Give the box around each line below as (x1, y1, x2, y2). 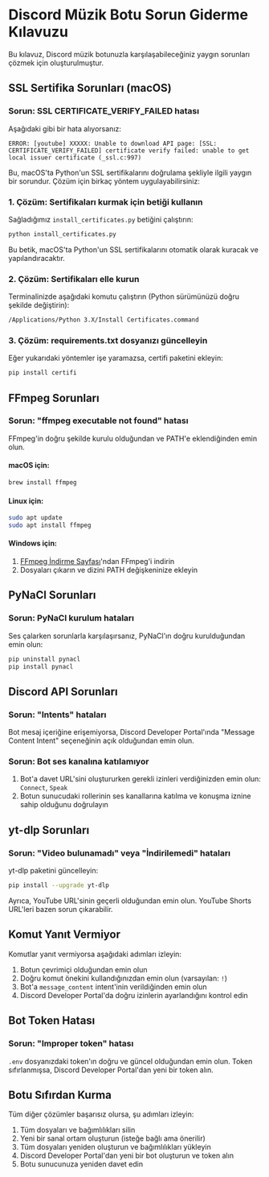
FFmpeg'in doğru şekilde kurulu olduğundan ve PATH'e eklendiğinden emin (8, 433, 258, 443)
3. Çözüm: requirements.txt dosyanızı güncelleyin (8, 334, 208, 346)
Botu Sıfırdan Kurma (8, 1088, 112, 1101)
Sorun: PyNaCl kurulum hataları (8, 612, 135, 624)
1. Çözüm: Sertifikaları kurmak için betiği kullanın (8, 196, 203, 207)
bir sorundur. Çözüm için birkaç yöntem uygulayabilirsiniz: (8, 176, 201, 186)
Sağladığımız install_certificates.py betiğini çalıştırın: (8, 214, 194, 224)
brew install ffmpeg (8, 479, 78, 487)
